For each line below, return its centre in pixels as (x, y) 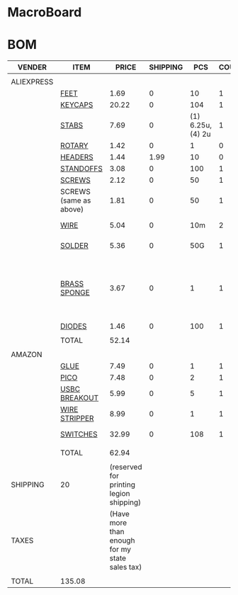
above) (72, 210)
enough (122, 540)
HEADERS (76, 157)
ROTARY (74, 146)
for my (120, 550)
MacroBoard (45, 12)
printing (123, 484)
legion (120, 494)
